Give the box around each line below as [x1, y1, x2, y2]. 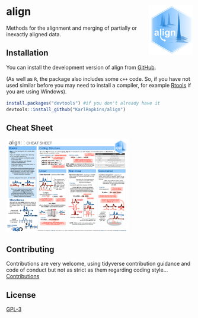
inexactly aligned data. [6, 30, 62, 37]
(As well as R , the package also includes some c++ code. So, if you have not [6, 75, 191, 82]
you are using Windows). [6, 88, 67, 95]
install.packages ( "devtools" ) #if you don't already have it [6, 100, 161, 106]
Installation [6, 48, 49, 58]
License [6, 290, 36, 300]
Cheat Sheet [6, 122, 53, 133]
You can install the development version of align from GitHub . [6, 64, 157, 71]
